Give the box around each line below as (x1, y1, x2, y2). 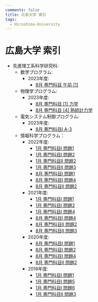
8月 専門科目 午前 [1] (35, 82, 79, 88)
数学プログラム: (20, 69, 53, 75)
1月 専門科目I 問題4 (35, 209, 75, 215)
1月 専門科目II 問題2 (35, 158, 76, 164)
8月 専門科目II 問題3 (35, 228, 77, 234)
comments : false (5, 7, 40, 13)
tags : (5, 17, 17, 22)
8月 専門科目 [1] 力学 (35, 101, 79, 107)
